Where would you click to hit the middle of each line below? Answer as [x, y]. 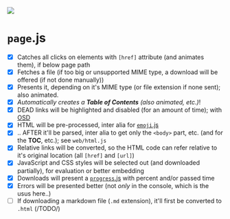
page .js [26, 38]
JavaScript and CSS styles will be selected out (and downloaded [108, 163]
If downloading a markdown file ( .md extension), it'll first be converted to [119, 200]
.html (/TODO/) [38, 208]
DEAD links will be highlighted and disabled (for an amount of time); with [119, 110]
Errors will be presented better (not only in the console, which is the [113, 185]
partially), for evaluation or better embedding [80, 170]
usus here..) [34, 193]
